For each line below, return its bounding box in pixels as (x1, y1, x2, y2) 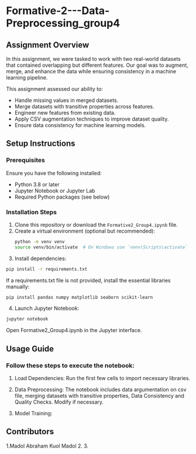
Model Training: (14, 410, 53, 417)
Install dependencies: (14, 255, 67, 262)
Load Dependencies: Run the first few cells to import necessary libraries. (14, 375, 191, 382)
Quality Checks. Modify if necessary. (14, 398, 104, 405)
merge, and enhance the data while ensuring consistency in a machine (6, 68, 177, 74)
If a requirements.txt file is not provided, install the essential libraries (6, 277, 171, 284)
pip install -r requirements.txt (6, 266, 88, 272)
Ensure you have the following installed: (6, 169, 102, 176)
